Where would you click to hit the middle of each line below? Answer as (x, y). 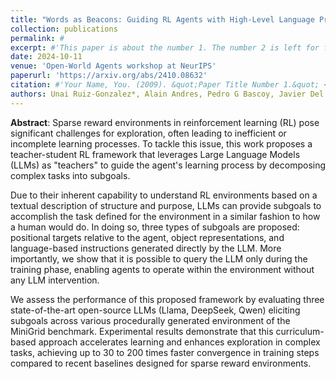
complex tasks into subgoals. (70, 175)
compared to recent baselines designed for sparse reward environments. (161, 363)
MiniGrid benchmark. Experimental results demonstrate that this (142, 331)
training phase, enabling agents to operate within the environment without (162, 269)
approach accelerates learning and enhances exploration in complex (179, 342)
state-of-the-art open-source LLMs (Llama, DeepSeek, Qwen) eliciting (155, 310)
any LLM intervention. (55, 280)
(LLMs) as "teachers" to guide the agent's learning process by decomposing (168, 165)
